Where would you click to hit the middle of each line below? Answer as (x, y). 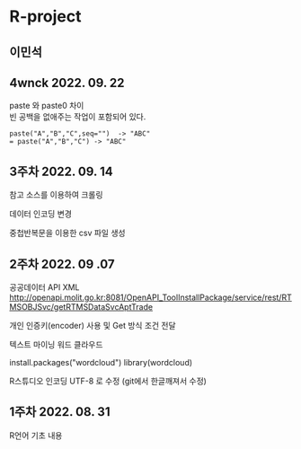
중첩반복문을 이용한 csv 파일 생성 (67, 233)
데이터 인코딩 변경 (40, 214)
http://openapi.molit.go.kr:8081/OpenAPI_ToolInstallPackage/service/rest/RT (150, 297)
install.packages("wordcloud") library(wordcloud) (101, 363)
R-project (46, 17)
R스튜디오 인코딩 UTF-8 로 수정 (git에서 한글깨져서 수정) (108, 381)
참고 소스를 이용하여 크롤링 (56, 195)
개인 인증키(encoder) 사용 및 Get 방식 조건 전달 (93, 326)
